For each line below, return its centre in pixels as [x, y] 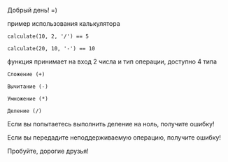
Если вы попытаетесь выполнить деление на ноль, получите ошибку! [111, 124]
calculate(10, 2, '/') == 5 [48, 36]
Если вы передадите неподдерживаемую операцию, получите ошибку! [114, 138]
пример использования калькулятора [64, 23]
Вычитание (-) [28, 87]
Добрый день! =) [33, 10]
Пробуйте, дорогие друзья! [48, 151]
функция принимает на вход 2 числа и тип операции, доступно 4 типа [112, 61]
